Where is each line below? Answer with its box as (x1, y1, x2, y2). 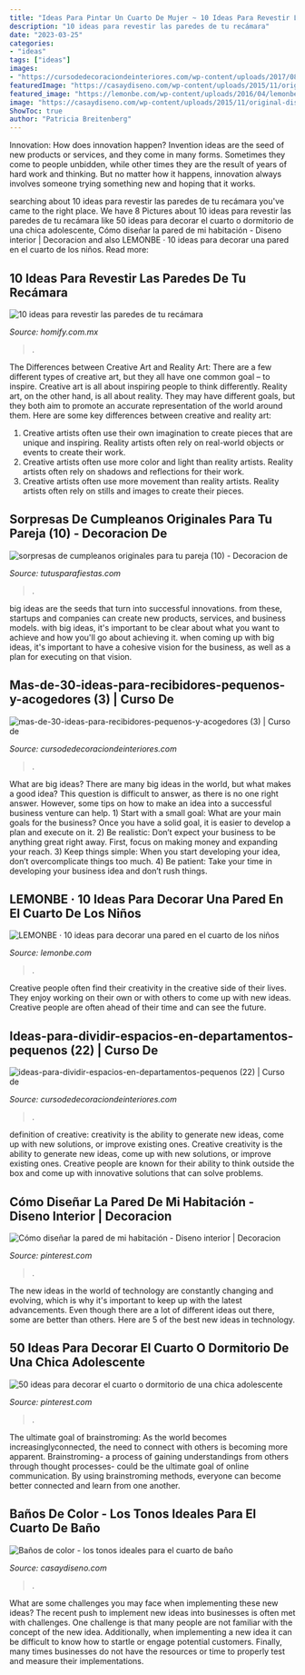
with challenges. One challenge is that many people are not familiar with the (9, 1617, 293, 1628)
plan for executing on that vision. (9, 651, 133, 662)
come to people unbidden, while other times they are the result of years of (9, 159, 288, 170)
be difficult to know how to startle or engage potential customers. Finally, (9, 1636, 283, 1647)
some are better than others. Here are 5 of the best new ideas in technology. (9, 1314, 296, 1325)
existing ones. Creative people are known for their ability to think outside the (9, 1158, 295, 1169)
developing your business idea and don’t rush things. (9, 865, 208, 876)
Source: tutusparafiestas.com (9, 567, 121, 578)
